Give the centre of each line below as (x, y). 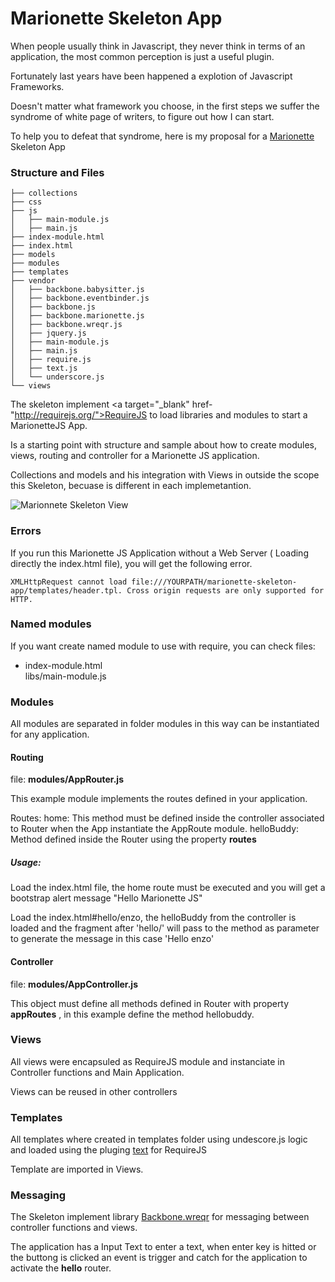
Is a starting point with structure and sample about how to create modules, (163, 445)
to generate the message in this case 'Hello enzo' (112, 939)
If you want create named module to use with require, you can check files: (163, 646)
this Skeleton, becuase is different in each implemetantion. (131, 486)
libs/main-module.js (65, 676)
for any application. (50, 734)
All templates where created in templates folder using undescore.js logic (159, 1139)
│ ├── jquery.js (48, 333)
